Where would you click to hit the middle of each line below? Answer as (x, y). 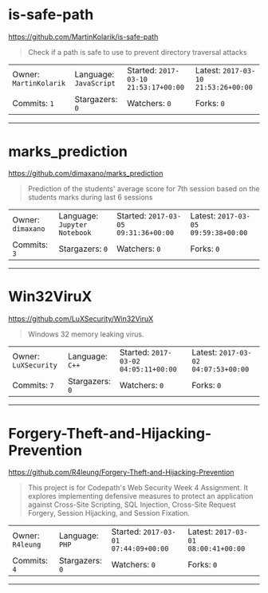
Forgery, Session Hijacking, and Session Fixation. (108, 513)
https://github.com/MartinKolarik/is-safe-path (83, 37)
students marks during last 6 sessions (90, 198)
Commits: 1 (33, 104)
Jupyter (73, 224)
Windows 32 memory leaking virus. (86, 334)
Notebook (75, 232)
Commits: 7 (33, 386)
